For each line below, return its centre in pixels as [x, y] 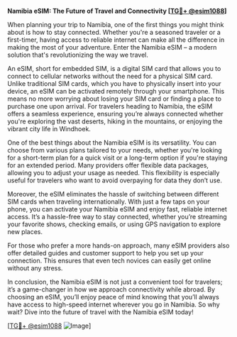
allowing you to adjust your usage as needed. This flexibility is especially [114, 173]
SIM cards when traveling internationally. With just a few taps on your [109, 201]
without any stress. [35, 268]
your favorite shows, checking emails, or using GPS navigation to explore [114, 224]
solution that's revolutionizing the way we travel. [78, 55]
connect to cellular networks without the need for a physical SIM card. [110, 76]
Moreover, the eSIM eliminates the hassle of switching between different [113, 194]
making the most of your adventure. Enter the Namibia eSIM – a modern [112, 47]
